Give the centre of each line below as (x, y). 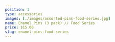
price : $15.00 (20, 28)
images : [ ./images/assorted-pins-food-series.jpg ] (58, 18)
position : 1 (17, 9)
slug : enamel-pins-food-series (37, 32)
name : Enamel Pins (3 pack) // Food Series (50, 23)
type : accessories (24, 14)
